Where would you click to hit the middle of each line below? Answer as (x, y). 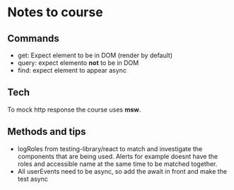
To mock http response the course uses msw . (74, 109)
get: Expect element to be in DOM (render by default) (95, 55)
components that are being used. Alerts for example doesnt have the (117, 156)
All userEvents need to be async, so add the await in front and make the (122, 171)
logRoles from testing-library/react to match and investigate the (110, 148)
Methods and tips (47, 132)
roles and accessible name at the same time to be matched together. (117, 164)
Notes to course (55, 12)
